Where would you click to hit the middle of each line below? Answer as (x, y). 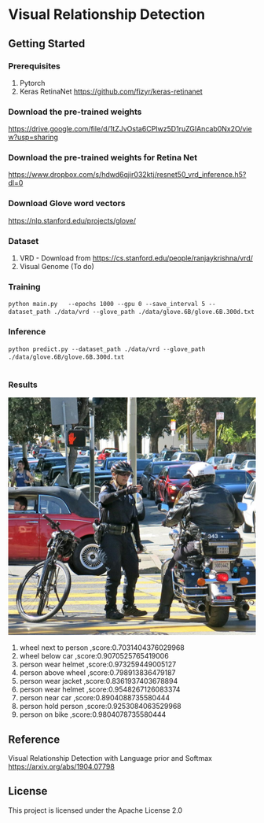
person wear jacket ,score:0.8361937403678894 (99, 681)
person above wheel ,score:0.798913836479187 (97, 673)
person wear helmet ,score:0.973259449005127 (98, 664)
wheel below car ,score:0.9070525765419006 (94, 656)
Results (23, 385)
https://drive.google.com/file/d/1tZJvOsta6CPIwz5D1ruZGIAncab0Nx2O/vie (130, 129)
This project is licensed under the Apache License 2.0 (95, 810)
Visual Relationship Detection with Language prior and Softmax (110, 758)
